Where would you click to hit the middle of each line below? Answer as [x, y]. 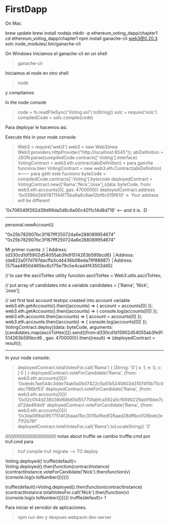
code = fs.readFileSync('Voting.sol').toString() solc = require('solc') [87, 112]
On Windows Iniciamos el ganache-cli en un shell [56, 53]
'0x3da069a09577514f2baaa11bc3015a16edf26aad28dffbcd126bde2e [90, 416]
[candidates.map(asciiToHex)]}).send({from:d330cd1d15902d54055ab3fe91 [84, 332]
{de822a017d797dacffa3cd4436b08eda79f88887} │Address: [69, 260]
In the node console [26, 102]
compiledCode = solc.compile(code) [55, 118]
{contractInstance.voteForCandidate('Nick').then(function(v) [68, 472]
